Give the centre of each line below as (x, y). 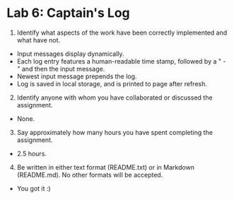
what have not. (39, 40)
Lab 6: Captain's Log (68, 13)
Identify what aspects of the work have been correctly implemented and (122, 33)
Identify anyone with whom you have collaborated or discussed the (115, 98)
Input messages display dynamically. (70, 54)
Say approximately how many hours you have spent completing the (115, 132)
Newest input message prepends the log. (77, 76)
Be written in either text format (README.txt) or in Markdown (106, 167)
